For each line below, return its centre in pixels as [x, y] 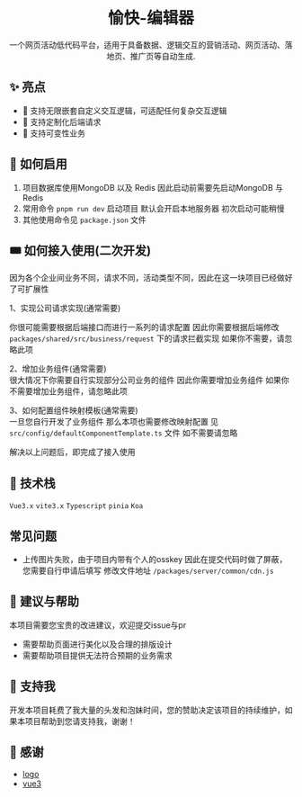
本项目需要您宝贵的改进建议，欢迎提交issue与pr [98, 625]
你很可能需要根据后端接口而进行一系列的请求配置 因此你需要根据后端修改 [144, 327]
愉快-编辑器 [151, 18]
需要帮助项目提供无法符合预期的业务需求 [97, 655]
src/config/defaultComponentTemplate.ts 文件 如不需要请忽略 [124, 433]
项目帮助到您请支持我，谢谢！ [80, 721]
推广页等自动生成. [163, 56]
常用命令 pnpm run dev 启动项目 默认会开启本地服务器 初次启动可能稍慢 [153, 208]
